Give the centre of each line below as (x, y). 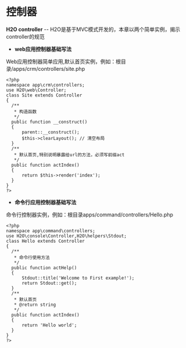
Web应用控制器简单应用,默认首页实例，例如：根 (63, 61)
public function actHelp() (44, 268)
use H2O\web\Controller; (36, 90)
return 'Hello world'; (49, 325)
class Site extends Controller (44, 95)
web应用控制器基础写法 (43, 49)
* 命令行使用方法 (32, 257)
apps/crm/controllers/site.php (49, 68)
